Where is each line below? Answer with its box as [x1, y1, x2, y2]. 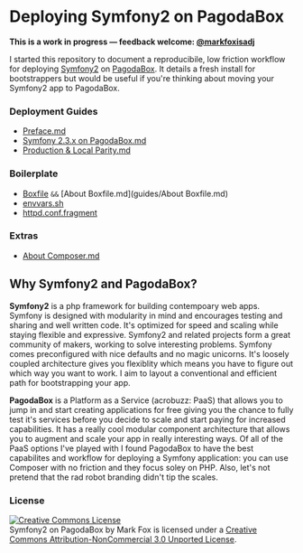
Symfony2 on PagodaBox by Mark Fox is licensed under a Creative [9, 524, 257, 535]
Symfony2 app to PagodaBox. [9, 82, 120, 93]
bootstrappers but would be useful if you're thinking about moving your [9, 72, 275, 83]
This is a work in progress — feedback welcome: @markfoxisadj [9, 36, 255, 47]
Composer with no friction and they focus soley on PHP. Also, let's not [9, 462, 271, 473]
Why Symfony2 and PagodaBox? [9, 276, 197, 292]
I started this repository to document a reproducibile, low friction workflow [9, 53, 286, 64]
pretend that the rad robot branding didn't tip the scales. [9, 472, 218, 483]
